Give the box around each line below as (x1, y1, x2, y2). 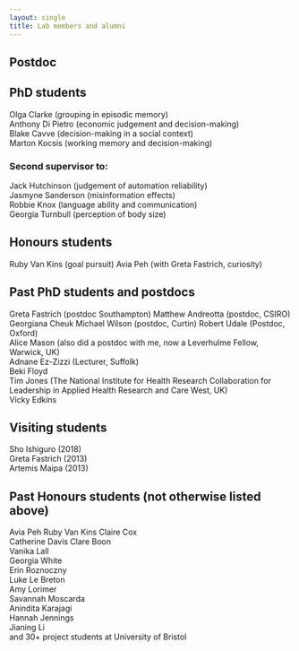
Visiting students (9, 421, 107, 436)
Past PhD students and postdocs (9, 284, 195, 300)
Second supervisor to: (9, 160, 109, 172)
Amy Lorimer (9, 584, 57, 595)
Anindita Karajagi (9, 603, 73, 614)
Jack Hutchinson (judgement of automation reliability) (9, 180, 208, 191)
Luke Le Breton (9, 575, 65, 586)
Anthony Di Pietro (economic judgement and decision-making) (9, 118, 240, 129)
